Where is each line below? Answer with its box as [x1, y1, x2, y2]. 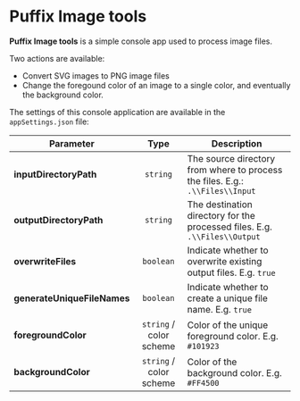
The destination [187, 198, 253, 211]
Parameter [48, 137, 96, 149]
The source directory [187, 152, 276, 164]
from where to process [187, 163, 283, 176]
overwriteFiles [13, 255, 77, 267]
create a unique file [187, 292, 268, 305]
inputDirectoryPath [13, 168, 97, 180]
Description [211, 137, 262, 149]
